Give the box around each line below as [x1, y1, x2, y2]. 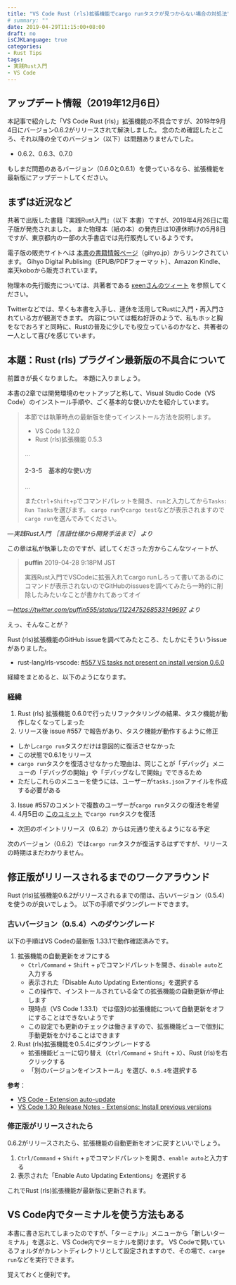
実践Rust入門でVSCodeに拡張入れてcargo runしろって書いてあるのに [24, 573, 224, 582]
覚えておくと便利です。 [7, 1270, 74, 1279]
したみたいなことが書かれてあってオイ [30, 591, 142, 599]
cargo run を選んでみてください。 [24, 515, 121, 523]
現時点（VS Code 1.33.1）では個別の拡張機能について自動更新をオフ [27, 1004, 225, 1013]
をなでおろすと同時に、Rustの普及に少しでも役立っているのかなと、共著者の [7, 322, 229, 331]
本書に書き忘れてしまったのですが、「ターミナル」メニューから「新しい [7, 1229, 213, 1237]
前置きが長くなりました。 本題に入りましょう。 [7, 374, 145, 382]
